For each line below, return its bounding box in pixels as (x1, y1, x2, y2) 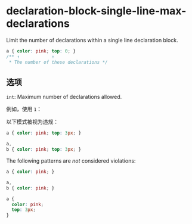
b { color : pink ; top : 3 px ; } (6, 147, 82, 153)
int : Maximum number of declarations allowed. (6, 94, 122, 101)
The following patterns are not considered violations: (6, 157, 136, 164)
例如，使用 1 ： (6, 105, 42, 113)
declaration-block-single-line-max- (6, 4, 187, 18)
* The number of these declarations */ (8, 59, 109, 65)
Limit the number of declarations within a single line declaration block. (6, 36, 178, 43)
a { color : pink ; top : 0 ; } (6, 48, 76, 54)
